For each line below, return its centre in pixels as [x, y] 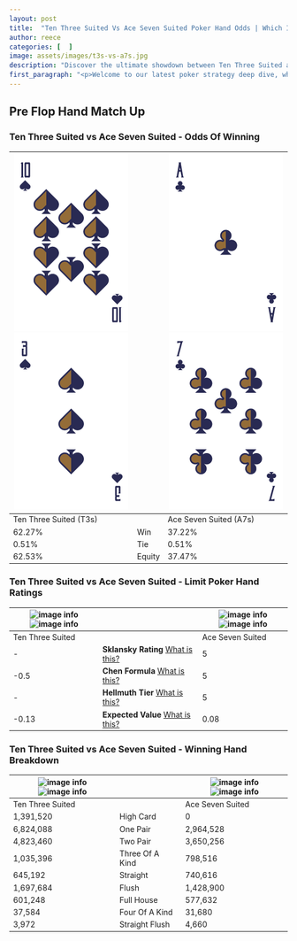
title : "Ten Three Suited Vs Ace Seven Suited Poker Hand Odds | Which [146, 28]
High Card [137, 817]
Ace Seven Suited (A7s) [211, 520]
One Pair [135, 829]
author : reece [35, 37]
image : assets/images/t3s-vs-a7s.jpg [79, 56]
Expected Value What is [147, 714]
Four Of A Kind [146, 913]
